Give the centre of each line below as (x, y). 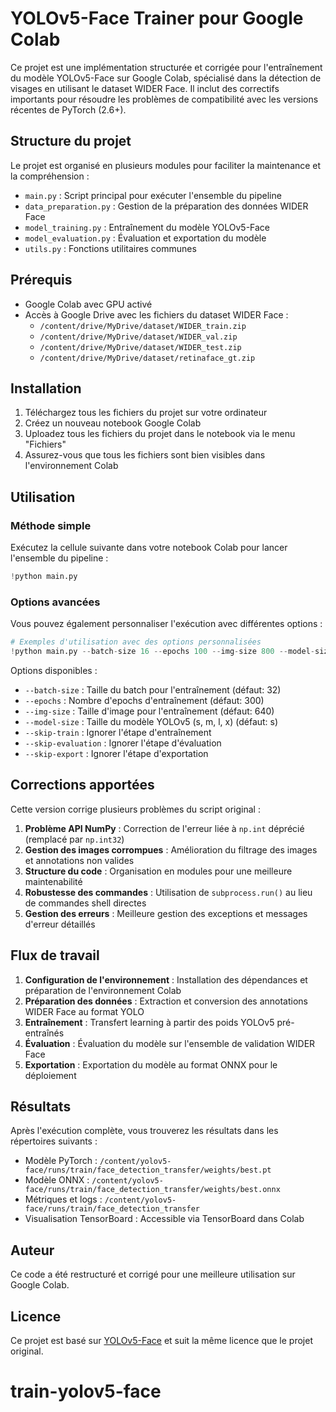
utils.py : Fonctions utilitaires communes (110, 248)
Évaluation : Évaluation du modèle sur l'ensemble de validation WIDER (170, 1043)
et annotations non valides (79, 860)
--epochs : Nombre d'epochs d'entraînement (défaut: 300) (144, 700)
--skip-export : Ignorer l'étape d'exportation (116, 753)
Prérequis (41, 280)
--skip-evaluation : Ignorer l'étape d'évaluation (123, 743)
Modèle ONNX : (57, 1180)
